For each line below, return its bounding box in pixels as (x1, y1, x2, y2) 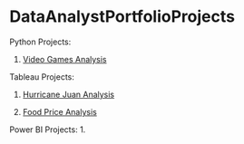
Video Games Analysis (22, 53, 107, 64)
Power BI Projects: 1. (9, 124, 86, 135)
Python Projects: (9, 36, 72, 47)
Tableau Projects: (9, 71, 75, 82)
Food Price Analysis (22, 106, 97, 117)
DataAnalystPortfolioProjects (9, 6, 236, 27)
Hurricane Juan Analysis (22, 89, 115, 100)
